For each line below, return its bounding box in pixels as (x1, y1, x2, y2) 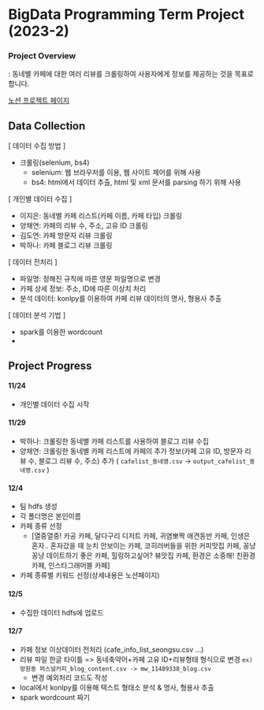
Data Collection (8, 119, 86, 132)
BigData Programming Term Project (8, 6, 245, 24)
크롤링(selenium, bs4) (19, 158, 90, 167)
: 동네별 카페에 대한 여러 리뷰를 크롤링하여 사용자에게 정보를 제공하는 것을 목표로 (8, 69, 255, 79)
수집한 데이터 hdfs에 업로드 (19, 608, 104, 617)
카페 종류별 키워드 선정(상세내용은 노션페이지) (19, 571, 160, 580)
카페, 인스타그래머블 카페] (31, 561, 110, 571)
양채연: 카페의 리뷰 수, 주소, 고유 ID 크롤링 (19, 221, 148, 230)
